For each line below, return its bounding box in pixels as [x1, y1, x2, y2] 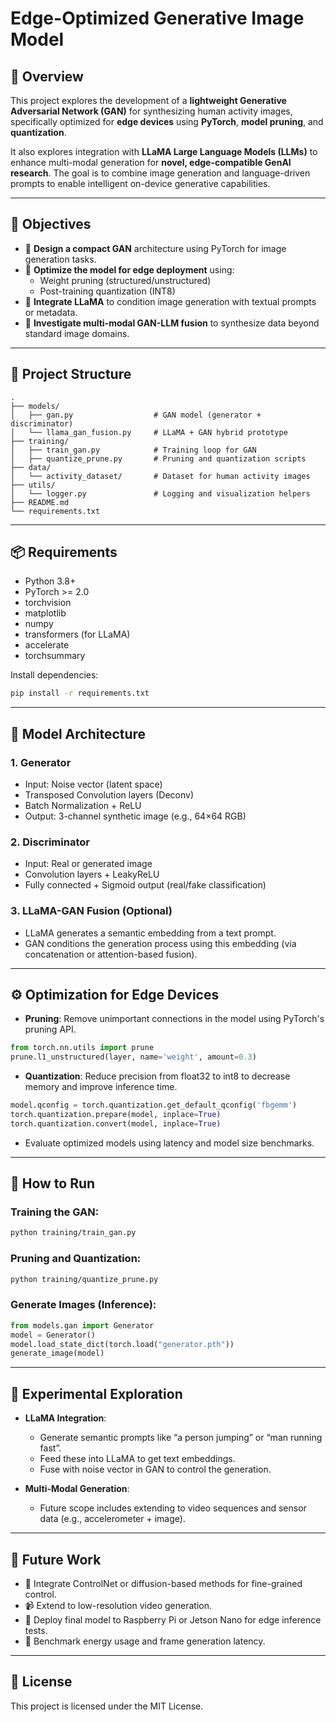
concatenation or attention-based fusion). [24, 948, 198, 960]
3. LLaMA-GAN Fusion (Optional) [10, 904, 173, 918]
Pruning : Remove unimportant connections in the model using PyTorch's [24, 1013, 325, 1025]
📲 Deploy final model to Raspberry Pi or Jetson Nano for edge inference [24, 1613, 322, 1626]
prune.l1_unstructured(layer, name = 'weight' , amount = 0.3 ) [10, 1052, 257, 1062]
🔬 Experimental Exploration [10, 1385, 183, 1402]
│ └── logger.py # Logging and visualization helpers [10, 488, 311, 499]
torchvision [24, 597, 72, 609]
